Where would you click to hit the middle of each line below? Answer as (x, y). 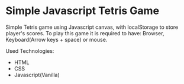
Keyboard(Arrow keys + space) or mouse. (57, 39)
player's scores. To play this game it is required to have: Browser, (85, 33)
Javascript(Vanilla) (37, 75)
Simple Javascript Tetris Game (83, 11)
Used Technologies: (30, 51)
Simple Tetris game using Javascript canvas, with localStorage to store (92, 27)
